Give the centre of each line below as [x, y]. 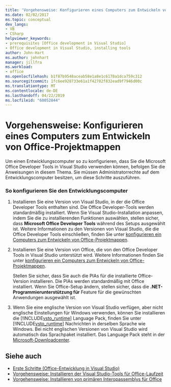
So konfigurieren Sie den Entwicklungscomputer [67, 191]
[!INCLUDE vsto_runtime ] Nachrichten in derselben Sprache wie [79, 324]
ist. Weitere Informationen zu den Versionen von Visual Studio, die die [86, 229]
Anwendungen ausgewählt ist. [44, 298]
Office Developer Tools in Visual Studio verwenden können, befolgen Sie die [85, 167]
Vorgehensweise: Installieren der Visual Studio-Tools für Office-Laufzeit [88, 374]
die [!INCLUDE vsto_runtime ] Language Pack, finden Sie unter [77, 318]
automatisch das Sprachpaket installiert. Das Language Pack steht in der [89, 334]
